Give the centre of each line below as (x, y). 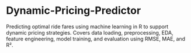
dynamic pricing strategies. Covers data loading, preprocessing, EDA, (90, 32)
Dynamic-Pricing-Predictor (74, 11)
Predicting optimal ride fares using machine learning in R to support (87, 26)
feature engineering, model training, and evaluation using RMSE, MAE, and (96, 39)
